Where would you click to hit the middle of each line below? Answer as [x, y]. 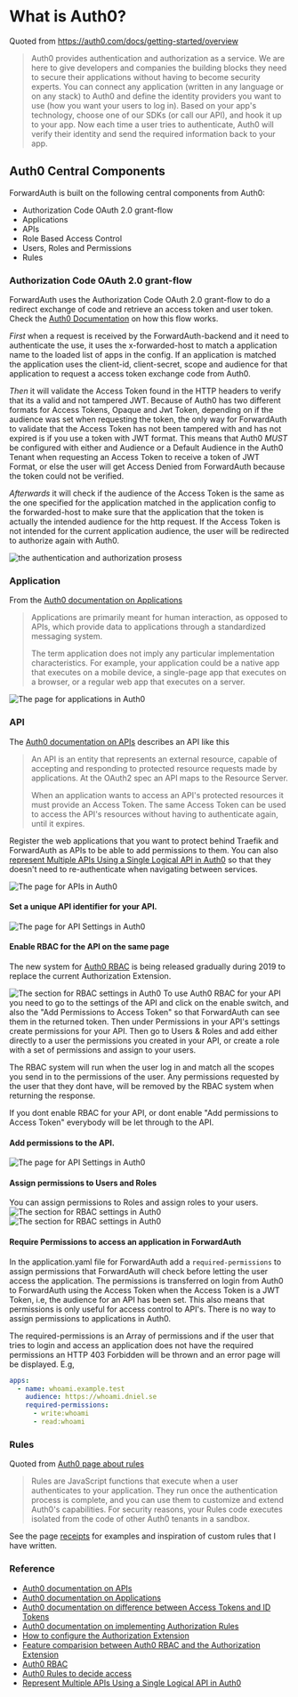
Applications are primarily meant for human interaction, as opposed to [159, 618]
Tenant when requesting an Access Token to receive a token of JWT [135, 457]
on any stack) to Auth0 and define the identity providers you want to [156, 96]
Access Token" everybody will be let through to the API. [112, 1122]
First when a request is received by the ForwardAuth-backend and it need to [149, 336]
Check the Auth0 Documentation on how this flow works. [114, 319]
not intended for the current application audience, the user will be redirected [149, 531]
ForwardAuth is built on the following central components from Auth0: [137, 192]
